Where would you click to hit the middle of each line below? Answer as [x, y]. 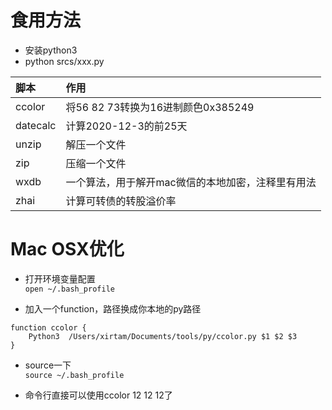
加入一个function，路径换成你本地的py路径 [113, 308]
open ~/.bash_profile [69, 289]
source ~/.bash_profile [74, 375]
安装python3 [51, 50]
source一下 [48, 365]
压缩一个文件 [96, 163]
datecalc [36, 125]
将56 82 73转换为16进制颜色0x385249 [160, 107]
